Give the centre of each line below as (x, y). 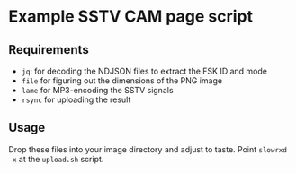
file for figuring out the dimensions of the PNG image (121, 81)
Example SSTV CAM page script (131, 17)
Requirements (49, 50)
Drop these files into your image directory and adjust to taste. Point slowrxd (148, 149)
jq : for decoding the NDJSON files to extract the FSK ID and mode (144, 71)
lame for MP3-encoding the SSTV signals (97, 90)
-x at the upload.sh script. (56, 159)
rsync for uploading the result (76, 99)
